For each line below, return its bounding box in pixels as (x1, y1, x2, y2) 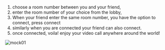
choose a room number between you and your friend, (12, 4, 121, 10)
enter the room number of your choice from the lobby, (12, 9, 122, 15)
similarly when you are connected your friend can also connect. (12, 25, 142, 31)
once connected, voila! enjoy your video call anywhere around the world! (12, 30, 160, 36)
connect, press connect (12, 20, 61, 25)
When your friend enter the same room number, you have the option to (12, 15, 156, 20)
